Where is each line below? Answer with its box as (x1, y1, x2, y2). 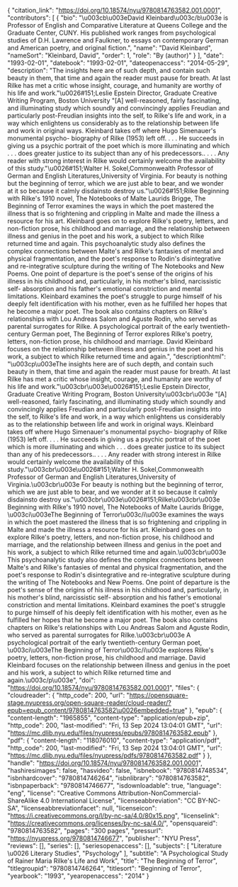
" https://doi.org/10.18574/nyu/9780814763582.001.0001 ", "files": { (7, 684, 200, 691)
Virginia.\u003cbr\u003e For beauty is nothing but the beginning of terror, (7, 480, 224, 488)
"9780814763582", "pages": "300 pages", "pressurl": (7, 827, 163, 835)
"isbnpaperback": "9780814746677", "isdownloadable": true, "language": (7, 781, 222, 789)
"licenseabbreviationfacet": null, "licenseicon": (21, 804, 157, 812)
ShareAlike (7, 796, 39, 805)
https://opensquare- (129, 691, 189, 699)
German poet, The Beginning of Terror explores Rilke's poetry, (31, 329, 213, 338)
